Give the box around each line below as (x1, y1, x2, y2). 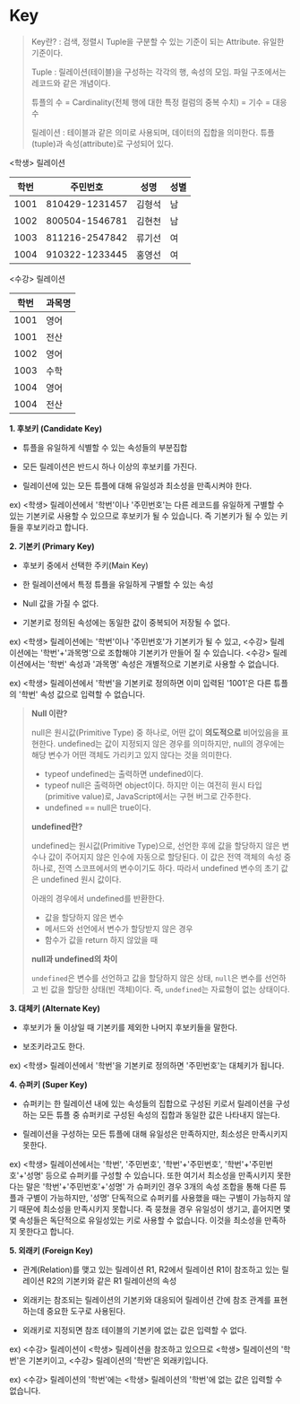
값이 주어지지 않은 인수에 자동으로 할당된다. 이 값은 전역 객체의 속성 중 (47, 851, 292, 862)
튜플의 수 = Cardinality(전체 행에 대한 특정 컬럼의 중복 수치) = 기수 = (30, 96, 271, 108)
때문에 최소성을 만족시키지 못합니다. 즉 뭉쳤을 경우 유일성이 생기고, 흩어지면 (18, 1203, 282, 1214)
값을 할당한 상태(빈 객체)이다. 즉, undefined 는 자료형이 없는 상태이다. (50, 983, 290, 994)
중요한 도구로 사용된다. (46, 1305, 126, 1316)
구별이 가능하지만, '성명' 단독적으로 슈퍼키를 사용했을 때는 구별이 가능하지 (25, 1192, 282, 1203)
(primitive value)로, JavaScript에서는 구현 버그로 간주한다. (44, 790, 252, 801)
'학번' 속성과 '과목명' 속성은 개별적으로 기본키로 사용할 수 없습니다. (47, 658, 279, 669)
